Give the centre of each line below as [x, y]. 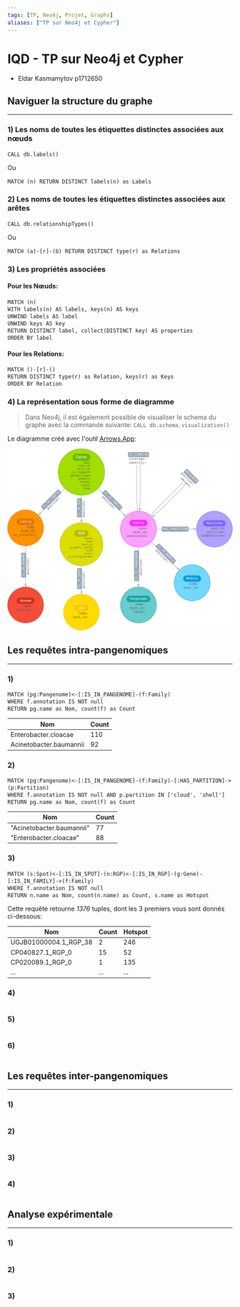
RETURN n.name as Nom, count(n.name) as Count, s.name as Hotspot [108, 895]
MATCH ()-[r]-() [31, 370]
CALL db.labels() [33, 154]
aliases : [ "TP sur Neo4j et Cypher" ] [64, 22]
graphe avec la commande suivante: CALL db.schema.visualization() [127, 425]
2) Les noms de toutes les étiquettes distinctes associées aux [116, 199]
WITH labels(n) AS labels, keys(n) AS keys [73, 309]
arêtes [19, 209]
